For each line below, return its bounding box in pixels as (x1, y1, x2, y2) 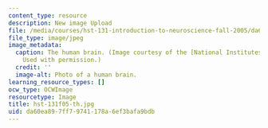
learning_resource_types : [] (8, 78, 105, 86)
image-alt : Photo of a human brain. (15, 71, 137, 79)
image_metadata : (8, 41, 62, 49)
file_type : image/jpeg (8, 33, 84, 42)
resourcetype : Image (8, 93, 77, 101)
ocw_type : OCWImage (8, 85, 73, 94)
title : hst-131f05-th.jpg (8, 100, 94, 108)
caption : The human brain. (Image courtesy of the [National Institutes (15, 48, 262, 56)
